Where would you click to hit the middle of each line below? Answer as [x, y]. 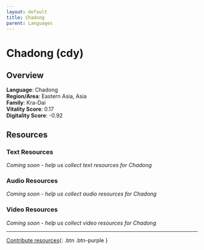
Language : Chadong [32, 90]
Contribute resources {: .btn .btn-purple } [57, 240]
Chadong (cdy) [45, 53]
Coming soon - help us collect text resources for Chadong [79, 165]
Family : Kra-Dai [26, 103]
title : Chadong [25, 18]
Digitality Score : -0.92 [35, 116]
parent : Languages [29, 23]
